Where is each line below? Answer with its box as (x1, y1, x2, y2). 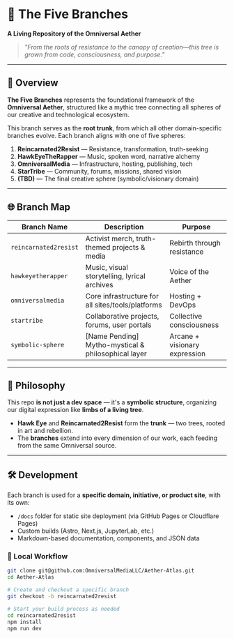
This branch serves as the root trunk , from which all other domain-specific (7, 123, 222, 132)
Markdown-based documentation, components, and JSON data (17, 534, 200, 542)
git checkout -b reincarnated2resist (7, 593, 117, 600)
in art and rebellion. (17, 427, 73, 435)
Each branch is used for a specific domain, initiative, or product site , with (7, 491, 221, 499)
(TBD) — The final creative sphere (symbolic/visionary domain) (17, 174, 199, 183)
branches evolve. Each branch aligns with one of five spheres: (7, 131, 186, 139)
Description (104, 222, 144, 231)
